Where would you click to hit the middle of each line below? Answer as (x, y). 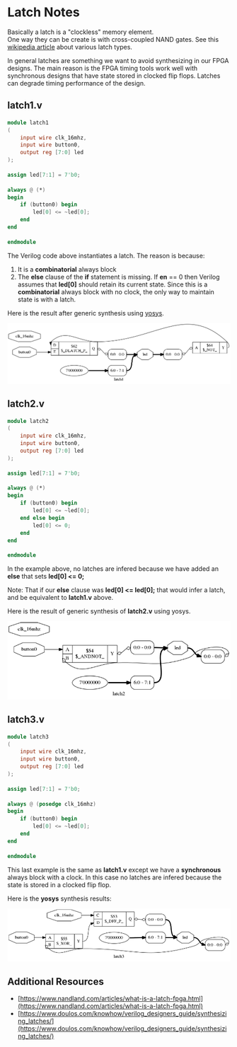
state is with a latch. (47, 299)
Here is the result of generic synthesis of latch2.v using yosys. (99, 611)
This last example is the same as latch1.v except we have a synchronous (114, 869)
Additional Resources (56, 982)
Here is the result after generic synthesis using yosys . (86, 313)
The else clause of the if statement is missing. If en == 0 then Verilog (119, 277)
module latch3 (28, 736)
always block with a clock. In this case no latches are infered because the (115, 877)
